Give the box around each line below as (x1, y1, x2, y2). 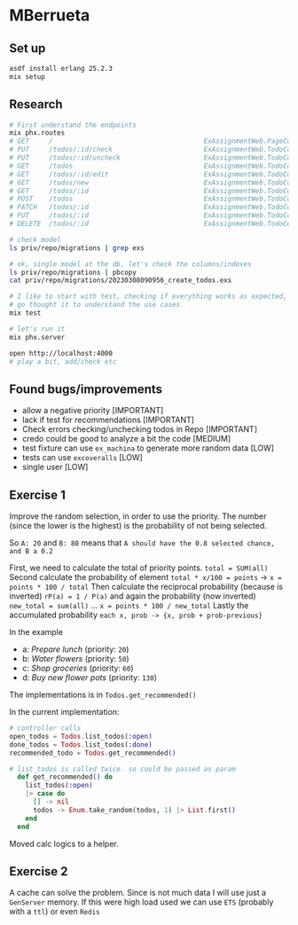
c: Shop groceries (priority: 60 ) (21, 662, 135, 674)
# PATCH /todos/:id (9, 203, 90, 212)
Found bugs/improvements (9, 381, 162, 396)
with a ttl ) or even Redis (9, 906, 100, 917)
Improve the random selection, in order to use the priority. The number (9, 511, 268, 521)
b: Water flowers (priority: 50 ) (21, 654, 130, 664)
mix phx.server (9, 333, 66, 341)
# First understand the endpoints (9, 121, 137, 129)
